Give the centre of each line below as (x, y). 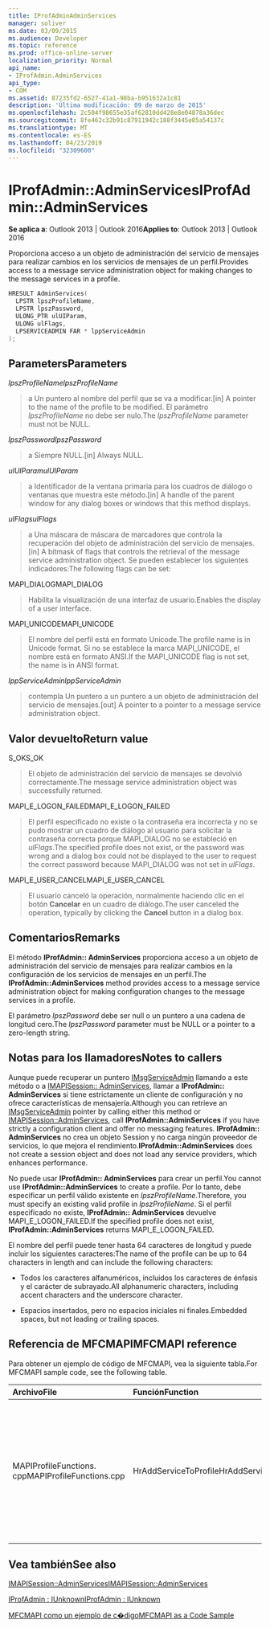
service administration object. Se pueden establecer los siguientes (138, 560)
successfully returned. (65, 791)
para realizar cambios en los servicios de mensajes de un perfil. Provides (129, 262)
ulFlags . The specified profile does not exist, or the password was (136, 848)
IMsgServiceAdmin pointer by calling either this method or (104, 1111)
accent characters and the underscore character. (101, 1295)
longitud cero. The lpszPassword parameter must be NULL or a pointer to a (132, 1024)
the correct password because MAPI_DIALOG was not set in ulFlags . (141, 865)
